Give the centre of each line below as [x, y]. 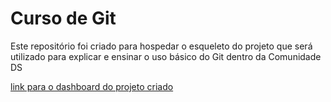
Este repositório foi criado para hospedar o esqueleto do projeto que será [161, 46]
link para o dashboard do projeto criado [92, 86]
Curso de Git [63, 18]
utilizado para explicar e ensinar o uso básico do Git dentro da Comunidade [166, 56]
